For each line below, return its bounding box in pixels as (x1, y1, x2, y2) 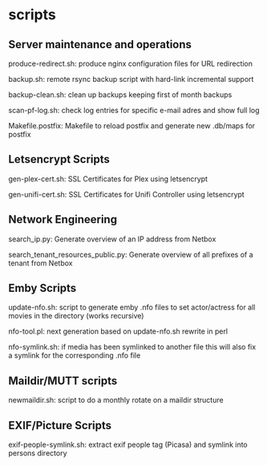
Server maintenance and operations (8, 38, 192, 51)
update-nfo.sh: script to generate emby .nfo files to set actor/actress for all (8, 302, 256, 312)
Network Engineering (8, 213, 118, 226)
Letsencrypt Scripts (8, 152, 111, 166)
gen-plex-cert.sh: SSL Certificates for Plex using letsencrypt (8, 174, 208, 184)
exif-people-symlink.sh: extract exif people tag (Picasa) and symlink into (8, 440, 249, 450)
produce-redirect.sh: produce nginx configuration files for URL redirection (8, 59, 253, 68)
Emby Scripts (8, 282, 77, 295)
